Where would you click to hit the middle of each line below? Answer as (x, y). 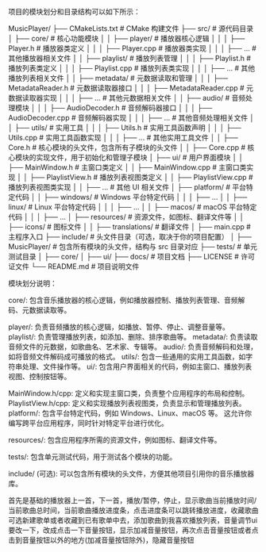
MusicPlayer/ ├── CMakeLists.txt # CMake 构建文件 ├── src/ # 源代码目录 (131, 29)
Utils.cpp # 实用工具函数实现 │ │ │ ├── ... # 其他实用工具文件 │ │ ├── (123, 138)
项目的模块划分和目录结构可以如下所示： (74, 11)
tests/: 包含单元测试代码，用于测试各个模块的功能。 (93, 457)
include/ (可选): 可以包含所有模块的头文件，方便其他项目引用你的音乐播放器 (131, 473)
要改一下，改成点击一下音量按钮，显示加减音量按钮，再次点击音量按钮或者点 (133, 530)
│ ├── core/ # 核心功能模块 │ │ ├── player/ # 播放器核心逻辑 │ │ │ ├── (127, 38)
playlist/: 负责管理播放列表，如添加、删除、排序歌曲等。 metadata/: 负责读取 (133, 337)
